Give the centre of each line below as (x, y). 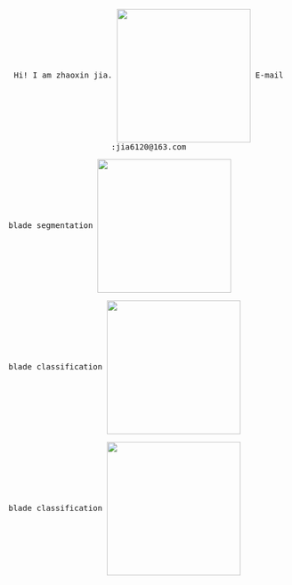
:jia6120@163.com (149, 147)
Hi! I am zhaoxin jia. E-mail (149, 75)
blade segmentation (51, 226)
